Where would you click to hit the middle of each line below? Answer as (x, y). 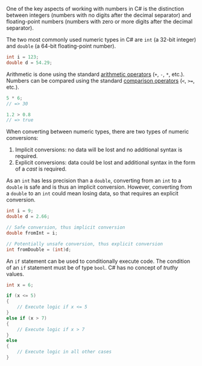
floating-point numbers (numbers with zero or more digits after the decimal (99, 21)
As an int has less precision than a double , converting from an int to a (94, 181)
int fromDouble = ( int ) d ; (39, 250)
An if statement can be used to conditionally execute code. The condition (98, 261)
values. (15, 274)
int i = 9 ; (20, 211)
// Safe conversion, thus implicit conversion (66, 227)
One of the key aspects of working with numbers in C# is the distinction (95, 9)
